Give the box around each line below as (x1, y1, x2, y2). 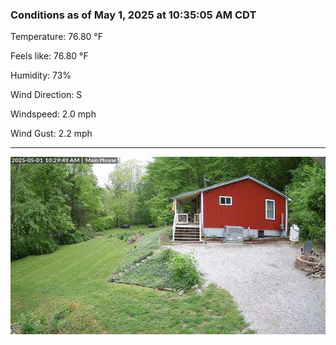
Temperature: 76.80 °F (10, 31, 103, 43)
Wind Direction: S (10, 89, 83, 101)
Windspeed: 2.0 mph (10, 108, 97, 120)
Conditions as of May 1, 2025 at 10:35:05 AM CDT (10, 8, 257, 22)
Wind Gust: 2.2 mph (10, 128, 93, 140)
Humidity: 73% (10, 69, 72, 82)
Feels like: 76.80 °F (10, 50, 89, 62)
